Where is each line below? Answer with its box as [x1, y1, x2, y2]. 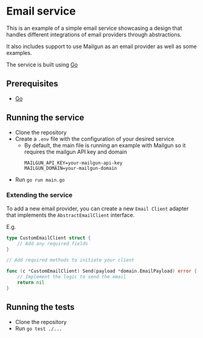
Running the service [6, 113, 84, 123]
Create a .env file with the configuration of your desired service [15, 135, 174, 143]
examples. [6, 49, 32, 56]
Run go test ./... [15, 325, 63, 332]
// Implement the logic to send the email [17, 274, 126, 280]
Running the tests [6, 302, 75, 312]
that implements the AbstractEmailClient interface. [6, 211, 135, 219]
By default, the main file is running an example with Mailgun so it [24, 141, 186, 149]
